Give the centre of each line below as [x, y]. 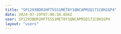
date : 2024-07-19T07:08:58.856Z [39, 14]
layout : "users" [22, 24]
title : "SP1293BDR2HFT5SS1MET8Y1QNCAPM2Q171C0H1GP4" [61, 10]
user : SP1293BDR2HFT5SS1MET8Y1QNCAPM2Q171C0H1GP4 [58, 19]
